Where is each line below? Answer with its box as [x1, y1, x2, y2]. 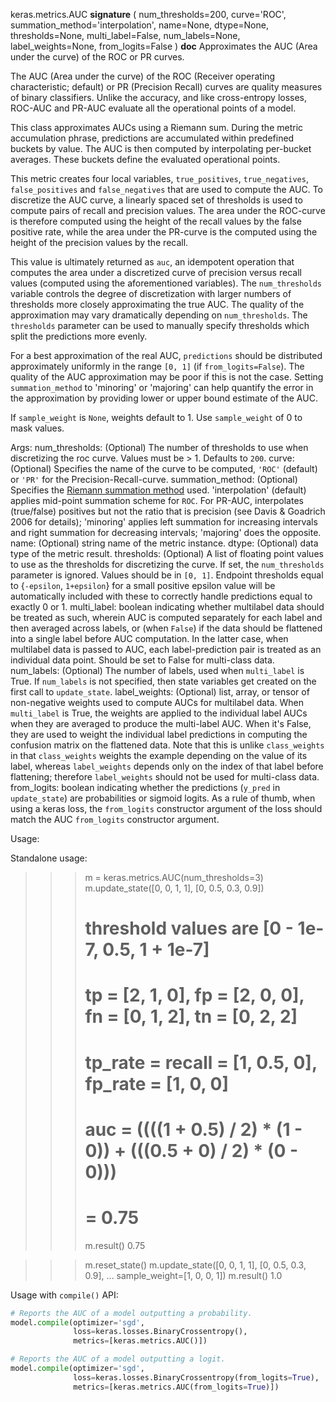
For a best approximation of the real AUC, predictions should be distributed [10, 350, 323, 361]
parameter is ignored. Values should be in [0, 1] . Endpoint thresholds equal [10, 569, 324, 581]
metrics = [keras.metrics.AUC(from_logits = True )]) [73, 1382, 280, 1392]
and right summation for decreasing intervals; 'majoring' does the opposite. [10, 527, 322, 538]
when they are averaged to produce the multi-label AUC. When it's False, [10, 718, 312, 729]
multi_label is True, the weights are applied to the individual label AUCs [10, 707, 308, 719]
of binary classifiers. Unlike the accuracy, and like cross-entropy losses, [10, 92, 308, 103]
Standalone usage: [10, 852, 88, 864]
